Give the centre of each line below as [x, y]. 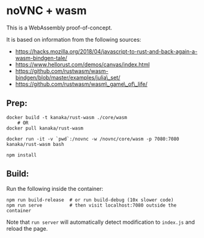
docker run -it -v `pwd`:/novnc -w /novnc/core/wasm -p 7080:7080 [93, 139]
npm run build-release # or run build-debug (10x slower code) [90, 200]
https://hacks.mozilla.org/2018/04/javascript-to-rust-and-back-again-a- [106, 51]
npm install [21, 155]
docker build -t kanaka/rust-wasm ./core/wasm [67, 117]
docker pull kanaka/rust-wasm [45, 128]
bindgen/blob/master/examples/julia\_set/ [68, 77]
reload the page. [27, 228]
